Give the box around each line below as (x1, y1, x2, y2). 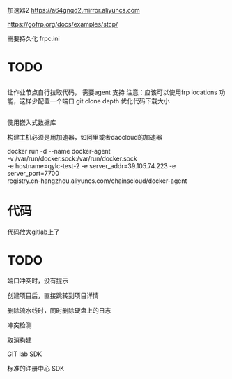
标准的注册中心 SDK (7, 364, 65, 372)
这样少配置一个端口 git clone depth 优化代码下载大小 (19, 96, 170, 105)
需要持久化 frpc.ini (7, 34, 61, 43)
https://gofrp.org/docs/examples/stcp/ (7, 20, 118, 28)
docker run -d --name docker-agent (7, 147, 111, 155)
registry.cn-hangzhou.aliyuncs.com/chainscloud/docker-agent (7, 177, 187, 185)
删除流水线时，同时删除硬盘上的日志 (7, 306, 111, 314)
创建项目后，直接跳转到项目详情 (7, 291, 99, 299)
